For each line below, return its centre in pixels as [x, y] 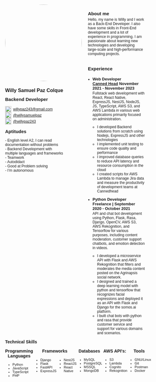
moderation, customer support [117, 239]
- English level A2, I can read [29, 141]
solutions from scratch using [120, 131]
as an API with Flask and [117, 303]
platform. [104, 311]
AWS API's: [115, 351]
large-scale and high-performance [116, 49]
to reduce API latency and [118, 161]
